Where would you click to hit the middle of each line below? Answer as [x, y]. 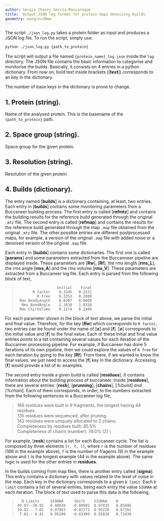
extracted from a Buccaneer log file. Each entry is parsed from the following [82, 273]
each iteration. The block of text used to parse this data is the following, [78, 492]
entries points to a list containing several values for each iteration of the [77, 339]
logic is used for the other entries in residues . [51, 462]
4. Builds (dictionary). [39, 189]
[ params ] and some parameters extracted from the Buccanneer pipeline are [82, 258]
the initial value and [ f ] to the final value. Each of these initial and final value [81, 334]
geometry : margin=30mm [28, 19]
